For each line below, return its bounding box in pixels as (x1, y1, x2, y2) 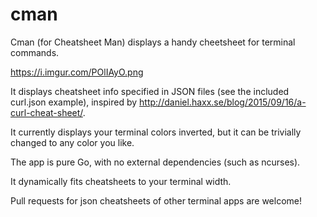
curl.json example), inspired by (10, 96, 138, 108)
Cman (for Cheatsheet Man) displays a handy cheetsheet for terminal (10, 36, 296, 48)
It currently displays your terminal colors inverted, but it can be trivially (10, 126, 302, 138)
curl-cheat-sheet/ (10, 106, 83, 118)
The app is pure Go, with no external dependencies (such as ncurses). (10, 156, 301, 168)
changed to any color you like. (10, 136, 135, 148)
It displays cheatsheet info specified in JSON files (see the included (10, 85, 290, 97)
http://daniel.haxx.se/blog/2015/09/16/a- (139, 96, 307, 108)
